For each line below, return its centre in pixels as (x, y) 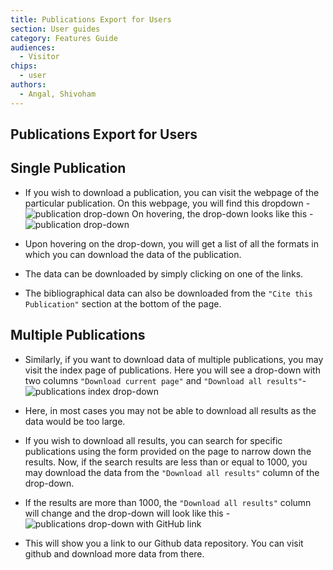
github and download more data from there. (114, 553)
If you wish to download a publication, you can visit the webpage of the (172, 192)
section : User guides (55, 29)
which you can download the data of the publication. (133, 254)
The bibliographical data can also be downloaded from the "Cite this (168, 293)
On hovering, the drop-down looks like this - (222, 213)
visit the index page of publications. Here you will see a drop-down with (172, 370)
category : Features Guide (64, 38)
